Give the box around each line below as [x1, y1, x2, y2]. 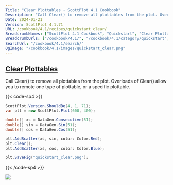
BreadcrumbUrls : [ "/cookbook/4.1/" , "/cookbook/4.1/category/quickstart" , [5, 36, 169, 42]
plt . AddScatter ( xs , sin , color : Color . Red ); [5, 136, 102, 141]
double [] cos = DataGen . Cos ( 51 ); [5, 127, 77, 132]
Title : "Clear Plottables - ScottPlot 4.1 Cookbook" [5, 7, 121, 13]
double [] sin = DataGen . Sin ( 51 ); [5, 122, 77, 128]
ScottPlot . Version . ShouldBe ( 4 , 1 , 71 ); [5, 104, 91, 109]
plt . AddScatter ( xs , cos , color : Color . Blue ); [5, 146, 105, 151]
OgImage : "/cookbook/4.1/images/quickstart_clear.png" [5, 46, 126, 51]
